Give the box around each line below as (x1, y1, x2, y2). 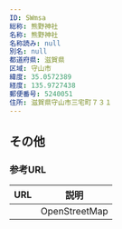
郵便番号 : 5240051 (9, 89, 74, 98)
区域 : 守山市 (9, 65, 52, 74)
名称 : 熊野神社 (9, 30, 59, 39)
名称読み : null (9, 38, 61, 48)
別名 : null (9, 47, 48, 56)
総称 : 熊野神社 (9, 22, 59, 31)
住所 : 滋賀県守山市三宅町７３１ (9, 97, 112, 107)
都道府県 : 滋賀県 (9, 55, 65, 65)
